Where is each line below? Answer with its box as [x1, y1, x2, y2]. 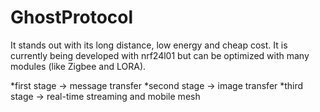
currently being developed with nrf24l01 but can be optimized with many [10, 49, 310, 61]
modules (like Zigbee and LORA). [10, 60, 147, 72]
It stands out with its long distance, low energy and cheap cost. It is [10, 39, 288, 51]
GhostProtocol [10, 6, 134, 29]
